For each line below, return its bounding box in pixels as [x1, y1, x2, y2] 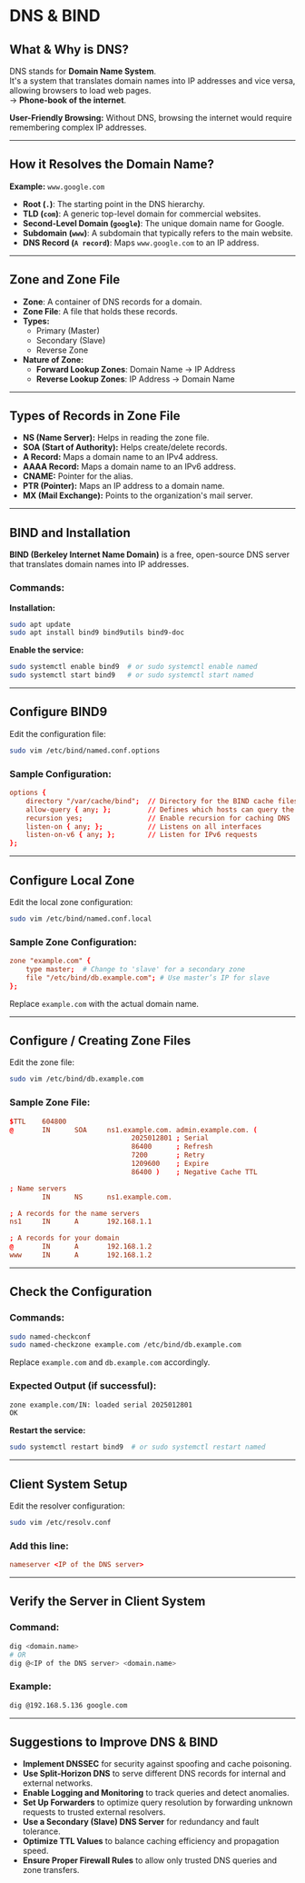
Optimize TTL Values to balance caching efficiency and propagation [22, 1836, 280, 1847]
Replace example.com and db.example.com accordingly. [9, 1357, 211, 1368]
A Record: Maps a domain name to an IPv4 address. [22, 452, 219, 463]
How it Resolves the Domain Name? [9, 156, 215, 173]
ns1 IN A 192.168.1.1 [9, 1217, 152, 1227]
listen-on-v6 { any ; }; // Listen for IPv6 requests [25, 831, 258, 840]
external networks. [22, 1778, 93, 1788]
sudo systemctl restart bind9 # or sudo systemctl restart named [9, 1442, 266, 1452]
